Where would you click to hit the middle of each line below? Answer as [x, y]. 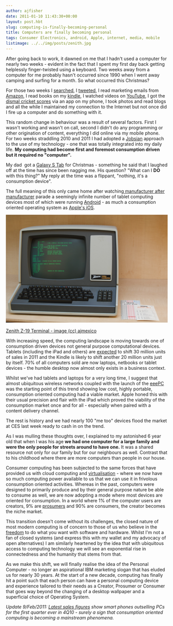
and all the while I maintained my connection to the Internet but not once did [86, 107]
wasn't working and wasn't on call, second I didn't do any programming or [84, 127]
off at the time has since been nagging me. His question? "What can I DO [83, 170]
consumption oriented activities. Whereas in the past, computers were [80, 484]
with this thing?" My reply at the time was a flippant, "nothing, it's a [77, 176]
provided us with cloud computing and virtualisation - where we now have [84, 473]
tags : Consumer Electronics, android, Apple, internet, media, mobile [83, 38]
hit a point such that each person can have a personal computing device [82, 580]
